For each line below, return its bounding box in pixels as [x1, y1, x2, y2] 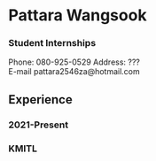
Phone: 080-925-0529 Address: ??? [8, 57, 141, 67]
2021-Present [8, 119, 69, 131]
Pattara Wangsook [8, 5, 147, 26]
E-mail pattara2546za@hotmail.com [8, 66, 141, 77]
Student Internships [8, 37, 97, 50]
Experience [8, 92, 73, 107]
